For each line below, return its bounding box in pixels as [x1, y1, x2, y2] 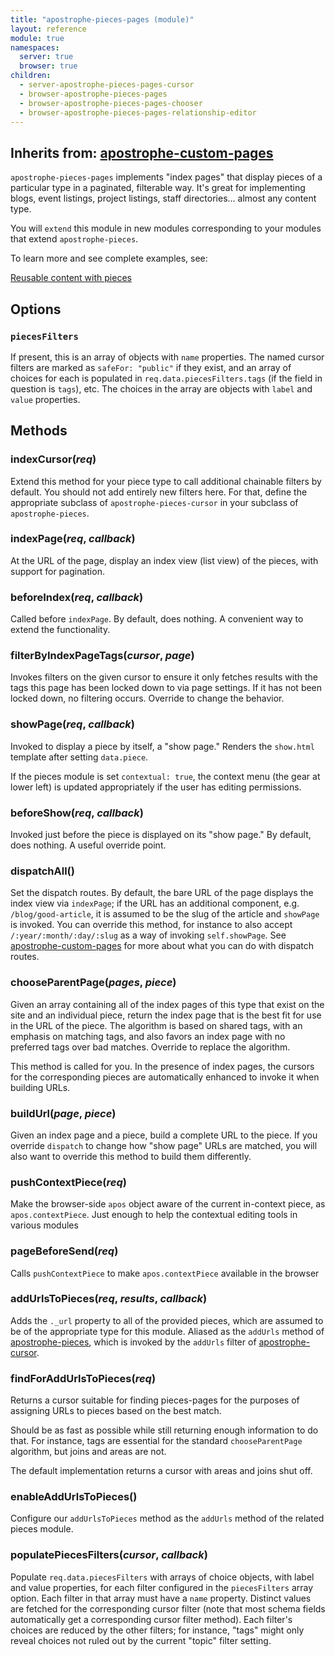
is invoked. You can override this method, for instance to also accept [10, 919, 293, 931]
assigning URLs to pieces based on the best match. [10, 1405, 222, 1417]
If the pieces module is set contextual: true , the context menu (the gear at [10, 770, 321, 782]
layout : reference [10, 24, 87, 34]
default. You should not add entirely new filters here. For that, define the [10, 486, 308, 498]
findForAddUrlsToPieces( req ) [10, 1371, 157, 1385]
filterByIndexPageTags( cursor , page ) [10, 649, 195, 663]
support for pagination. [10, 565, 105, 577]
